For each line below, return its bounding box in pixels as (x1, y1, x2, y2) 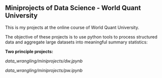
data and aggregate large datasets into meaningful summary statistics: (5, 39, 148, 45)
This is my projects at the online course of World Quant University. (5, 24, 139, 30)
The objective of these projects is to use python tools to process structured (5, 34, 158, 39)
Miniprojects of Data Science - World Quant (5, 4, 141, 12)
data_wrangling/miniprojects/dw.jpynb (5, 58, 83, 64)
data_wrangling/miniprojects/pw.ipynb (5, 67, 83, 73)
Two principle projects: (5, 48, 54, 54)
